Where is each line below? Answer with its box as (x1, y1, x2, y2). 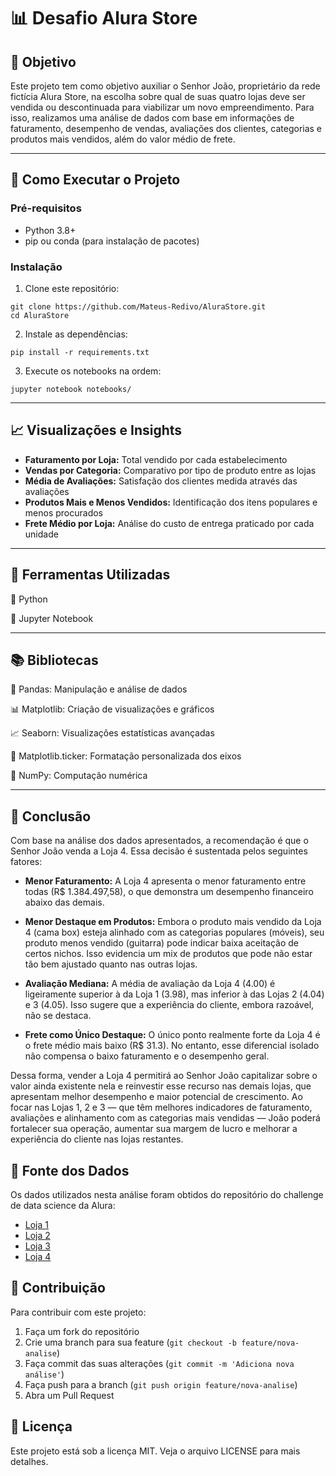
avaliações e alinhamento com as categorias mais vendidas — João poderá (10, 1112, 321, 1124)
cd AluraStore (10, 310, 70, 320)
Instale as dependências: (24, 328, 128, 340)
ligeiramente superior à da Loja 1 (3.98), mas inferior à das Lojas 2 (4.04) (24, 988, 325, 1000)
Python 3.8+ (24, 224, 77, 236)
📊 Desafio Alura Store (10, 7, 198, 30)
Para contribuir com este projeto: (10, 1306, 147, 1318)
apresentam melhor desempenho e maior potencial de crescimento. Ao (10, 1091, 303, 1103)
